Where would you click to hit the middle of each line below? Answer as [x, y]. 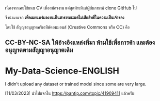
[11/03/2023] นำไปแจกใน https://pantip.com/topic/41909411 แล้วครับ [70, 93]
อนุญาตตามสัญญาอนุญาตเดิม [39, 50]
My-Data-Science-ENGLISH [62, 71]
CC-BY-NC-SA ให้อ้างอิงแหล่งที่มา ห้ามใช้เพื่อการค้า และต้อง [80, 43]
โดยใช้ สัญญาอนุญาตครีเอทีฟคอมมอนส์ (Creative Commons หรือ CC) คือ [67, 27]
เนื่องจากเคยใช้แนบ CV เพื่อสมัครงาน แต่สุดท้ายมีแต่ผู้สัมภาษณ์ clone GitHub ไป [71, 8]
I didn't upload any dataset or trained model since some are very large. [76, 84]
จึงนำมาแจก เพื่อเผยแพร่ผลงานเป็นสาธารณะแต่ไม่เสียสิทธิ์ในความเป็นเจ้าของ [65, 18]
